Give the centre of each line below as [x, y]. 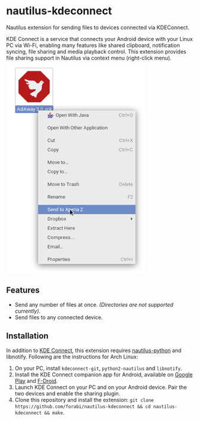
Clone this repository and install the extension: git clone [84, 400]
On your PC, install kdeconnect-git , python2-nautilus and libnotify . [98, 368]
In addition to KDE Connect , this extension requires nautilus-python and [94, 350]
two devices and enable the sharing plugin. [67, 393]
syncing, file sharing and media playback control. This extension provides [96, 51]
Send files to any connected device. [59, 317]
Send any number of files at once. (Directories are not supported [94, 304]
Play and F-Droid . [36, 381]
